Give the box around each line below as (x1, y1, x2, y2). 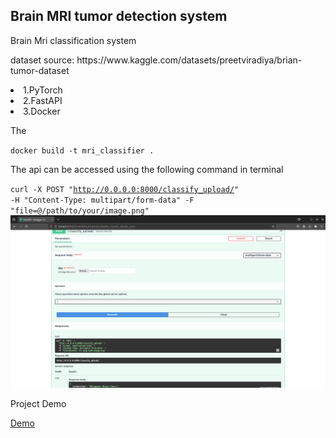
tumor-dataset (10, 64, 70, 76)
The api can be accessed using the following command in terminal (10, 163, 284, 175)
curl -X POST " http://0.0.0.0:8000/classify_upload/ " (10, 184, 240, 194)
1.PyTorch (23, 84, 63, 96)
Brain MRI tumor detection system (10, 8, 228, 25)
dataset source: (10, 54, 75, 66)
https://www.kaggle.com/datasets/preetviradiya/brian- (76, 54, 303, 66)
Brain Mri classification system (10, 34, 137, 46)
